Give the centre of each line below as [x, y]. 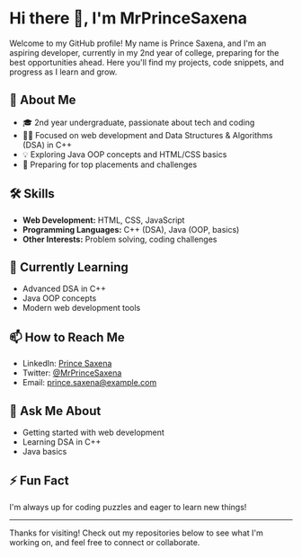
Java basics [44, 451]
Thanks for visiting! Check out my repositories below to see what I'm [136, 533]
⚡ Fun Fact [39, 481]
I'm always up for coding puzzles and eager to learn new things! [128, 507]
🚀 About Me [43, 100]
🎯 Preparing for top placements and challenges [110, 164]
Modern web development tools [81, 308]
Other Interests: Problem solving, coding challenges [120, 239]
